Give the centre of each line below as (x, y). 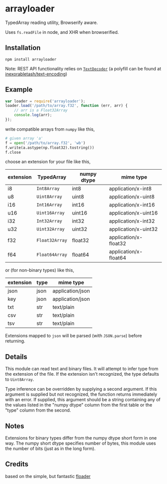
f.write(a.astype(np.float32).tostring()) (50, 148)
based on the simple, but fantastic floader (48, 476)
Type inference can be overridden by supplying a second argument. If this (81, 389)
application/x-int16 (132, 205)
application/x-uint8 (132, 197)
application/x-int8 (130, 189)
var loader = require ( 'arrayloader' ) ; (45, 101)
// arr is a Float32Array (41, 110)
